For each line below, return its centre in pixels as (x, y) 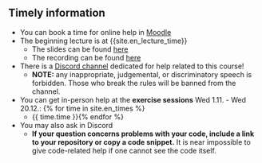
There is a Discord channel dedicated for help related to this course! (132, 66)
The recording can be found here (86, 57)
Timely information (57, 13)
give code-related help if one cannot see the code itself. (124, 150)
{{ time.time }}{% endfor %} (77, 116)
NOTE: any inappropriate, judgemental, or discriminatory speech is (142, 74)
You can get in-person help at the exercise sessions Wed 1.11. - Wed (133, 99)
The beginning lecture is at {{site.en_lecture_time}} (103, 41)
